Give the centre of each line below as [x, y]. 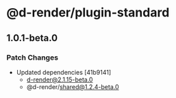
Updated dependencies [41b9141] [64, 72]
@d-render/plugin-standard [88, 13]
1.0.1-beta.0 [32, 38]
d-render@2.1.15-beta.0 [60, 79]
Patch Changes [33, 58]
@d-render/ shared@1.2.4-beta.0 [73, 86]
